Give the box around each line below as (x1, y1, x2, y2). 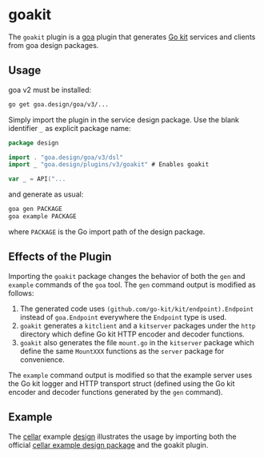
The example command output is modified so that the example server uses (8, 370, 253, 380)
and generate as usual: (8, 189, 84, 199)
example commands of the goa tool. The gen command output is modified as (8, 280, 256, 289)
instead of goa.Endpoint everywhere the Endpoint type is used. (19, 312, 227, 321)
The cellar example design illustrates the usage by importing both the (8, 432, 237, 441)
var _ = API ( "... (8, 175, 66, 183)
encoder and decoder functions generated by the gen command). (8, 387, 223, 396)
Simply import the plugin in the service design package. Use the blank (8, 114, 240, 125)
